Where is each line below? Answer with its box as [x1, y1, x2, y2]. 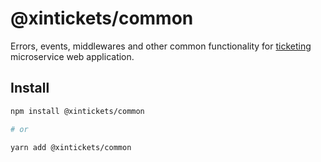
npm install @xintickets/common [10, 106, 145, 116]
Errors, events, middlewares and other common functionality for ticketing [10, 40, 312, 52]
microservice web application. [10, 50, 135, 62]
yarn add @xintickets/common [10, 142, 132, 152]
